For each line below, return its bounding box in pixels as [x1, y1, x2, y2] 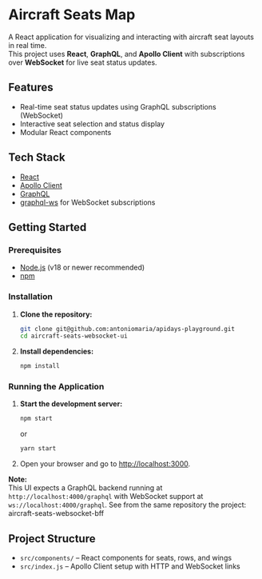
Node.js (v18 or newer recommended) [19, 262, 145, 273]
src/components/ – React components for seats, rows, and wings [19, 553, 232, 563]
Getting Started [8, 220, 87, 234]
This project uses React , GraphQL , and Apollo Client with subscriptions [8, 49, 245, 58]
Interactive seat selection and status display [19, 118, 165, 129]
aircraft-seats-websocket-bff [8, 509, 105, 518]
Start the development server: [19, 399, 123, 409]
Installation [8, 291, 54, 302]
